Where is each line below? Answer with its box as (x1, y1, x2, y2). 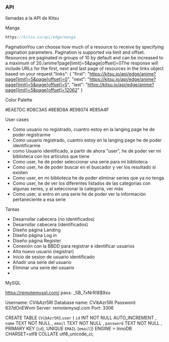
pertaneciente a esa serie (12, 196, 66, 202)
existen (12, 169, 28, 176)
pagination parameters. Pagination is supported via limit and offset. (5, 49, 145, 55)
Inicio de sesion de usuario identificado (12, 254, 95, 260)
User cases (5, 117, 29, 123)
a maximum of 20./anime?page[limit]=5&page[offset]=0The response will (5, 60, 158, 66)
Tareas (5, 207, 20, 213)
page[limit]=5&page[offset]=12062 (5, 87, 78, 93)
